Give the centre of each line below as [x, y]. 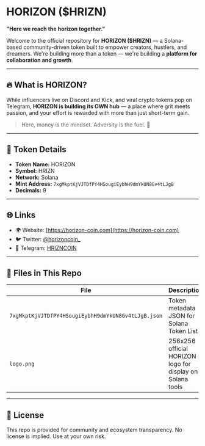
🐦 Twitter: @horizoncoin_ [48, 239]
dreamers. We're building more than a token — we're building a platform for [102, 53]
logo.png [22, 364]
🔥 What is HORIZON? [47, 85]
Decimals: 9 [31, 190]
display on [183, 371]
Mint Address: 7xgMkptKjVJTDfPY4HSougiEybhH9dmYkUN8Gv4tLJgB [94, 184]
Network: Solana [37, 177]
